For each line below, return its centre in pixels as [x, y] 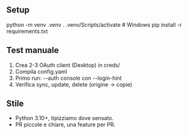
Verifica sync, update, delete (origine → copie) [74, 84]
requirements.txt [27, 31]
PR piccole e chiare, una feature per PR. [65, 125]
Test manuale [33, 50]
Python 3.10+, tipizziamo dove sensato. [64, 118]
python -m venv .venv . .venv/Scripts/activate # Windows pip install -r [94, 24]
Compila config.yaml [41, 71]
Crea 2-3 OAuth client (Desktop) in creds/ [67, 65]
